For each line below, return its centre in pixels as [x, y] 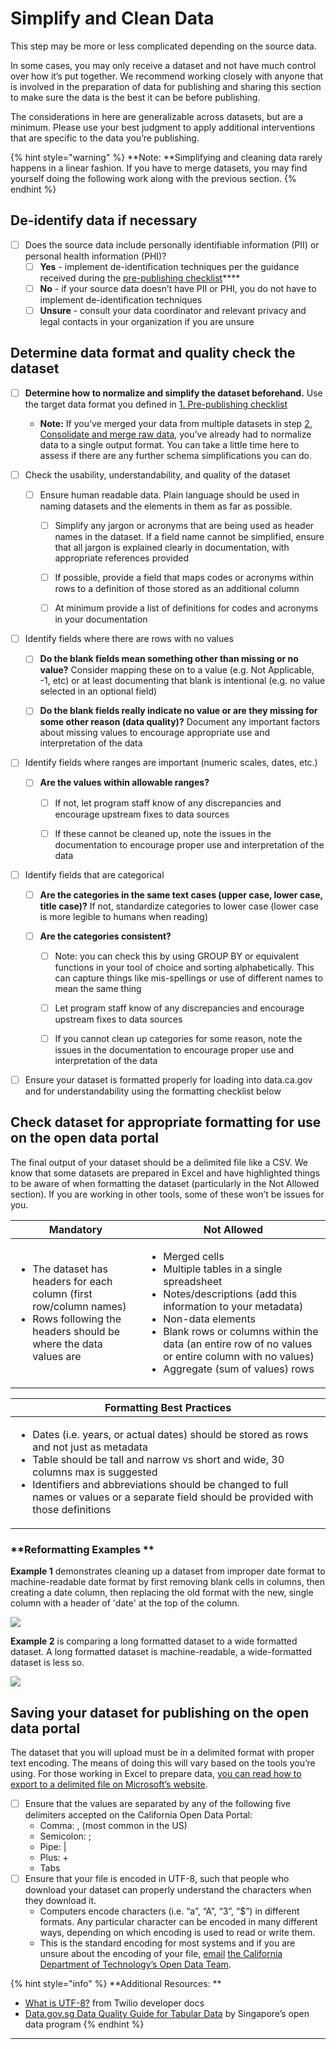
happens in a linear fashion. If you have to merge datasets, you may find [159, 168]
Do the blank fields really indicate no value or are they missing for [178, 711]
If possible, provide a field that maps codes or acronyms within [184, 578]
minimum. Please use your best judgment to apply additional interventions [163, 127]
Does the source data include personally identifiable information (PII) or [172, 244]
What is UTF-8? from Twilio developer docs [114, 2003]
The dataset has [70, 1269]
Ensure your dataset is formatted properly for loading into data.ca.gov [168, 1080]
